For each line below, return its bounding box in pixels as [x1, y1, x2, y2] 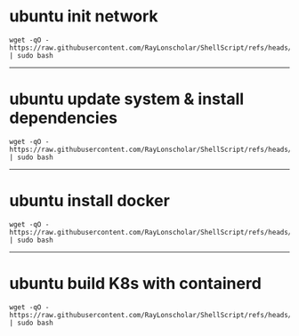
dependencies [9, 108, 118, 128]
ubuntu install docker [9, 191, 171, 211]
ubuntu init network [9, 6, 158, 27]
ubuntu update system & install [9, 89, 245, 109]
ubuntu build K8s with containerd [9, 274, 263, 293]
